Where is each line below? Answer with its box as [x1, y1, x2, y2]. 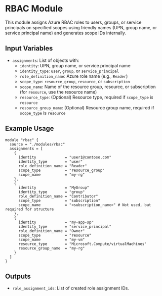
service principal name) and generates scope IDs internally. [5, 30, 126, 36]
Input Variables [5, 44, 53, 52]
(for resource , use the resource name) [19, 89, 97, 95]
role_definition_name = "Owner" [18, 228, 85, 233]
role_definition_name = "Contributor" [18, 194, 98, 198]
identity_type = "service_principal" [18, 224, 112, 229]
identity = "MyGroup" [18, 185, 90, 190]
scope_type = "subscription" [18, 198, 100, 203]
